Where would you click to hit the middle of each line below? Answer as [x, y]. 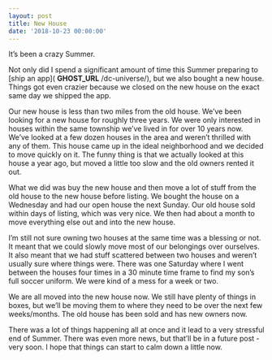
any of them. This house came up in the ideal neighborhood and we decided [136, 146]
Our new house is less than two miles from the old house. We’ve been [125, 111]
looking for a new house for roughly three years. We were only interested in [135, 120]
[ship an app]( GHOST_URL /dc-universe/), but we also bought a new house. [136, 79]
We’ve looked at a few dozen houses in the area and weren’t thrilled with [130, 137]
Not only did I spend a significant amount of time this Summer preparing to [133, 70]
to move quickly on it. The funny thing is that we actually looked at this [126, 154]
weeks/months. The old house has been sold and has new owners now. [128, 314]
